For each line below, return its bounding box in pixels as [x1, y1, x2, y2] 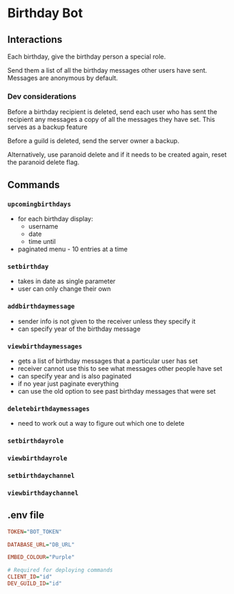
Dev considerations [7, 91, 77, 101]
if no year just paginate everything [17, 379, 119, 388]
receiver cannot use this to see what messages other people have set [17, 364, 223, 372]
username [28, 222, 58, 230]
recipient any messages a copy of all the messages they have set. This [7, 116, 215, 124]
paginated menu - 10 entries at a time [17, 245, 128, 253]
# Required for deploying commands [7, 567, 113, 574]
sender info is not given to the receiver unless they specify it [17, 317, 196, 325]
